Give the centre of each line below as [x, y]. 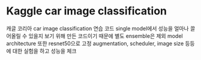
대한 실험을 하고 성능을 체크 [44, 51]
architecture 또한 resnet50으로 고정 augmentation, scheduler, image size [95, 43]
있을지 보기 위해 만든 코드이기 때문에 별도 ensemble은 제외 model [106, 36]
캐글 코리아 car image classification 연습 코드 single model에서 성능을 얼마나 [97, 28]
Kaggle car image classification [86, 11]
